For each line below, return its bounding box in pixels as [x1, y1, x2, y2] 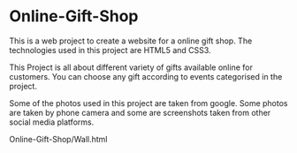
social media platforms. [9, 117, 95, 127]
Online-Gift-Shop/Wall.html [9, 134, 108, 144]
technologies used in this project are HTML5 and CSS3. [9, 44, 211, 55]
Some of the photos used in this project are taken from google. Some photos [9, 97, 288, 108]
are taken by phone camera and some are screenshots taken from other [9, 107, 271, 118]
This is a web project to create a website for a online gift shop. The [9, 35, 253, 46]
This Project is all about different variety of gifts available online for [9, 62, 254, 73]
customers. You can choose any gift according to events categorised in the [9, 71, 283, 81]
